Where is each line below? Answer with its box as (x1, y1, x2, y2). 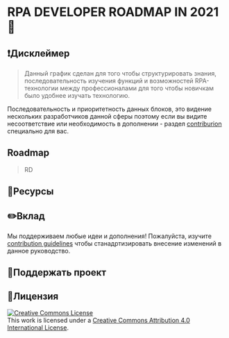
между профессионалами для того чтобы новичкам (60, 84, 214, 92)
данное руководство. (7, 247, 71, 255)
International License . (7, 323, 69, 332)
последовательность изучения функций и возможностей (24, 77, 194, 85)
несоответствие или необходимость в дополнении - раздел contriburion (7, 119, 222, 128)
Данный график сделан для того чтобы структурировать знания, (24, 69, 217, 77)
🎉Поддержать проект (7, 267, 106, 278)
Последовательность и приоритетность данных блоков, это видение (7, 105, 212, 113)
